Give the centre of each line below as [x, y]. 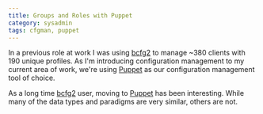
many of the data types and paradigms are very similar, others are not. [123, 102]
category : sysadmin [40, 23]
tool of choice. [32, 78]
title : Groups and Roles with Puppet [71, 15]
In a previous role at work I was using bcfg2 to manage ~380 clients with [127, 53]
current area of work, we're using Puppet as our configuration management [131, 70]
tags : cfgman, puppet [44, 30]
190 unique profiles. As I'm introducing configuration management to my [126, 61]
